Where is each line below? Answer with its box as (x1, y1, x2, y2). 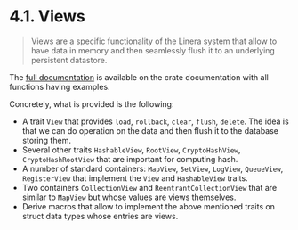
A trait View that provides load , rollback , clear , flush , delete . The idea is (21, 116, 289, 127)
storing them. (21, 135, 71, 145)
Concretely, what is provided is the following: (9, 98, 174, 109)
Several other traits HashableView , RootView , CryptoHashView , (21, 144, 241, 155)
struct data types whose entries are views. (21, 210, 179, 221)
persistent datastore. (30, 54, 108, 65)
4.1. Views (9, 6, 86, 27)
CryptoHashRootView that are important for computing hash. (21, 153, 238, 164)
